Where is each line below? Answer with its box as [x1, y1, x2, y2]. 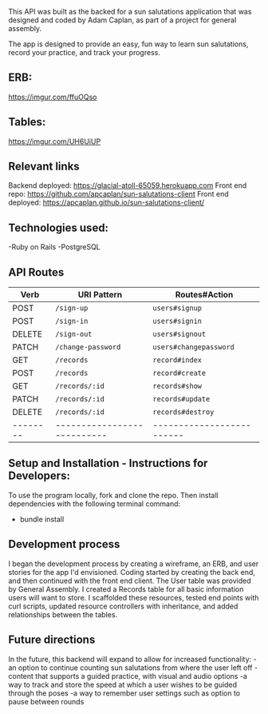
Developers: [8, 469, 70, 483]
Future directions [8, 633, 96, 647]
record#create [152, 369, 206, 378]
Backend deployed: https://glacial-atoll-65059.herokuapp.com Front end [8, 181, 247, 190]
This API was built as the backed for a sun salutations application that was [8, 7, 252, 16]
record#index [152, 356, 202, 365]
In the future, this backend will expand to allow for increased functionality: [8, 654, 252, 664]
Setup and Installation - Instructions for [8, 457, 208, 470]
